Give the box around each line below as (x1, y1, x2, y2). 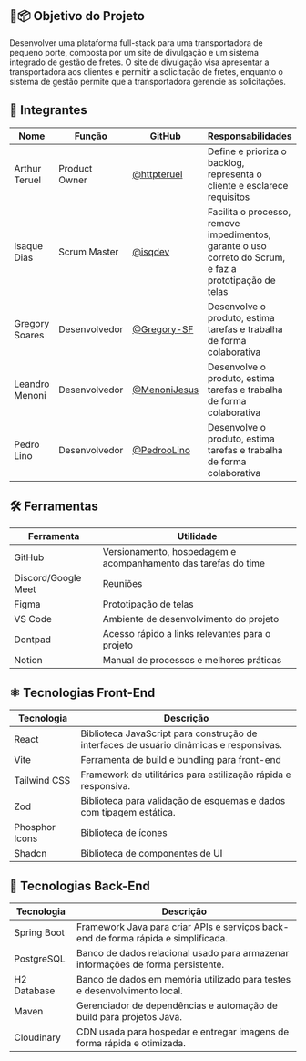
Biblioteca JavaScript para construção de (80, 727, 258, 740)
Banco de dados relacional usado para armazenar (76, 947, 290, 960)
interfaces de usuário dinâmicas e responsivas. (80, 739, 282, 752)
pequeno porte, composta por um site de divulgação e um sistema (9, 47, 260, 57)
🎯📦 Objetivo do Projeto (9, 8, 146, 24)
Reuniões (102, 577, 143, 590)
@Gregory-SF (131, 323, 194, 336)
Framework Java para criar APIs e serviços (76, 921, 260, 933)
